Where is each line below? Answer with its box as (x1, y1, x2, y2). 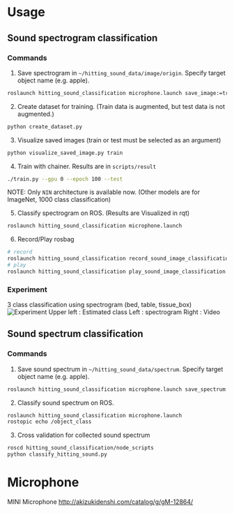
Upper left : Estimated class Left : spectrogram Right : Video (48, 308, 221, 316)
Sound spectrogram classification (7, 32, 158, 44)
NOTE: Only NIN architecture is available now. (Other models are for (7, 188, 201, 196)
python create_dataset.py (7, 123, 82, 130)
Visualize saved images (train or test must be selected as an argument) (17, 135, 221, 144)
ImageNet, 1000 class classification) (7, 195, 111, 204)
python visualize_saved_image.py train (7, 149, 123, 156)
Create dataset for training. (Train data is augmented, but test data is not (17, 102, 225, 110)
